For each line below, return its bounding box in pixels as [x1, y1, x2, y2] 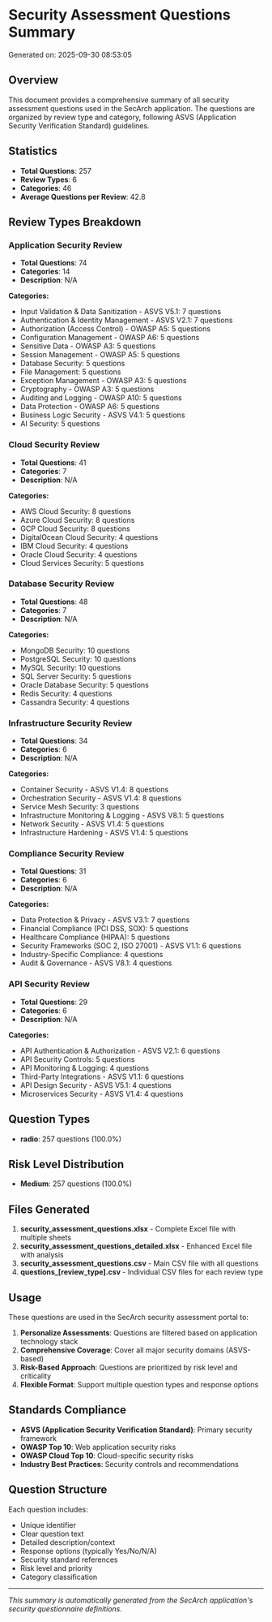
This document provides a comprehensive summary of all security [8, 95, 229, 105]
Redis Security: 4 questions [19, 688, 113, 698]
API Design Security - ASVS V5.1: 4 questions [19, 1080, 172, 1089]
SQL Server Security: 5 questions [19, 671, 132, 681]
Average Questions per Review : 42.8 [19, 192, 146, 201]
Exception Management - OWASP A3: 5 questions [19, 376, 188, 386]
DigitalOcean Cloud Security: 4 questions [19, 532, 159, 541]
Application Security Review [8, 239, 123, 251]
